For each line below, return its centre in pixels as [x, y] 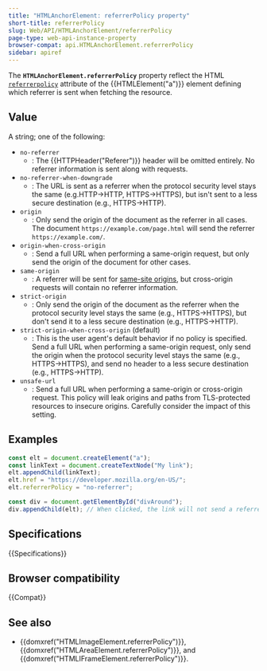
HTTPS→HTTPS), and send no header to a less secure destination [140, 363]
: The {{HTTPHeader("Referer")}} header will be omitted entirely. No [143, 160]
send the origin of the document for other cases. [111, 262]
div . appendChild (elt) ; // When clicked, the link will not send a [120, 509]
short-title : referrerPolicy [56, 23]
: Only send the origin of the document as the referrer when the [135, 304]
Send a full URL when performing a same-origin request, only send [141, 347]
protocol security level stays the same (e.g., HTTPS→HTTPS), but [139, 312]
